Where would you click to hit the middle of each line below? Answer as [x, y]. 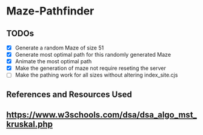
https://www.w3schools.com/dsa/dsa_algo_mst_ [101, 115]
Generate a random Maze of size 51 [59, 48]
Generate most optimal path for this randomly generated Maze [93, 55]
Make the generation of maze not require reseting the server [91, 68]
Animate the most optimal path [53, 61]
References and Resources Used [69, 94]
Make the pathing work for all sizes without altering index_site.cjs [96, 75]
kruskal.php [30, 124]
